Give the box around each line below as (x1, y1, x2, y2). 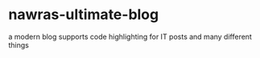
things (8, 40, 30, 49)
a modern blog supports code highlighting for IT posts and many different (8, 32, 252, 41)
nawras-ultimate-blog (8, 6, 159, 24)
